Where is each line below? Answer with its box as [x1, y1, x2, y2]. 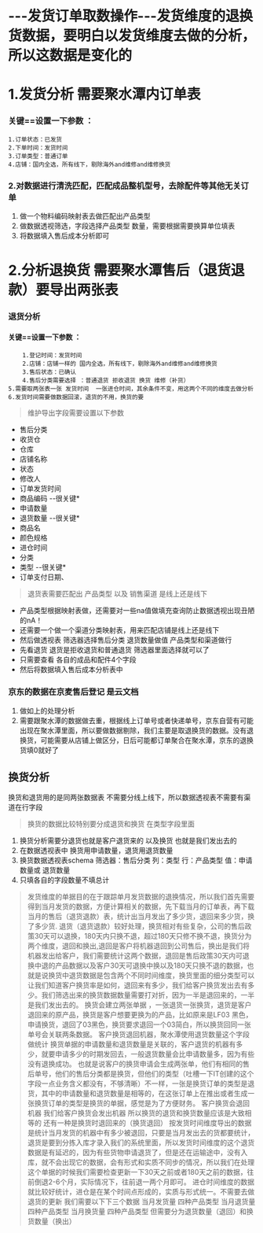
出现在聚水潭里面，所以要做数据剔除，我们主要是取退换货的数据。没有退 [19, 725, 254, 735]
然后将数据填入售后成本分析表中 [19, 665, 123, 674]
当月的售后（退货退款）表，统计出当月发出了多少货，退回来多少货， [27, 912, 248, 921]
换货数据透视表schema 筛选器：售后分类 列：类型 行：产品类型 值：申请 [19, 855, 253, 866]
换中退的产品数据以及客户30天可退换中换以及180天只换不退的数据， [27, 961, 247, 970]
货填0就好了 [19, 745, 59, 755]
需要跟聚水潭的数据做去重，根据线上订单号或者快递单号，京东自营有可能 [19, 715, 254, 725]
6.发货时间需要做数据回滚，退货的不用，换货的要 [8, 393, 144, 401]
